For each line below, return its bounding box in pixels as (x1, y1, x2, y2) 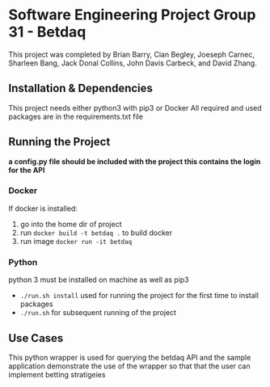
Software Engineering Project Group (8, 6, 256, 24)
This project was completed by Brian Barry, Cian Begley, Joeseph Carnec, (8, 49, 255, 59)
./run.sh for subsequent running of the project (19, 308, 176, 318)
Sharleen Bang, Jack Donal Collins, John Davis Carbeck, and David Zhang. (8, 58, 257, 68)
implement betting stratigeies (8, 369, 106, 379)
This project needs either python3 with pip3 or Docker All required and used (8, 103, 263, 112)
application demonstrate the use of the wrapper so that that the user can (8, 361, 251, 371)
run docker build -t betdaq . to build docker (19, 228, 172, 238)
